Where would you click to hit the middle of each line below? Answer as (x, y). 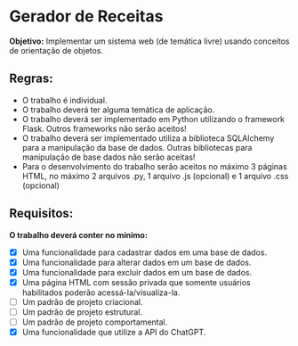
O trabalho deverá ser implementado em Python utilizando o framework (153, 119)
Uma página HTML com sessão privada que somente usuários (136, 282)
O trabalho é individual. (64, 100)
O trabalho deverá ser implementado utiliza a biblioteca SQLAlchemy (148, 138)
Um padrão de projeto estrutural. (82, 312)
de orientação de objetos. (56, 50)
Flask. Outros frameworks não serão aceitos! (104, 128)
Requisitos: (41, 214)
